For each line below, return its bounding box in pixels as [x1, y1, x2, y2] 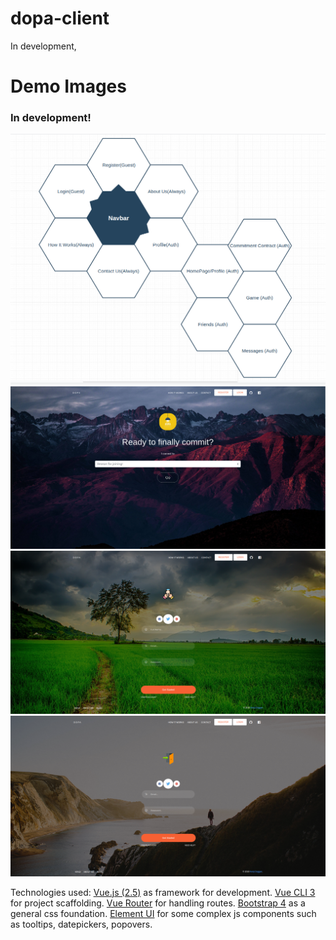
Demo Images [10, 75, 127, 98]
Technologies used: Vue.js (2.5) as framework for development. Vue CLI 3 [10, 886, 316, 898]
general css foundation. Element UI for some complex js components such [10, 907, 317, 919]
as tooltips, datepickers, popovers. [10, 918, 153, 930]
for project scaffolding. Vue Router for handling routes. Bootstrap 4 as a [10, 897, 306, 909]
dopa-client [10, 7, 110, 30]
